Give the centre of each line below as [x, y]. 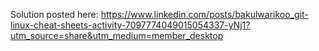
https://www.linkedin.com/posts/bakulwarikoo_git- [204, 14]
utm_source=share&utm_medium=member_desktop [117, 35]
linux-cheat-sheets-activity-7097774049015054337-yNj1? [130, 25]
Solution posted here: [54, 14]
